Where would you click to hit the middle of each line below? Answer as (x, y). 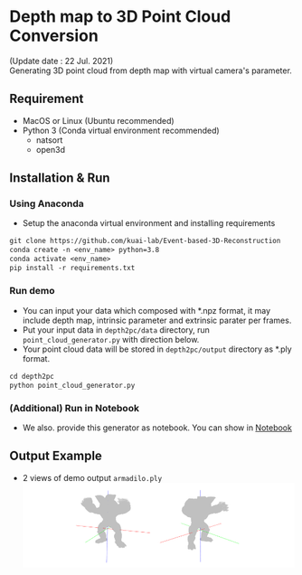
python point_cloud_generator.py (72, 385)
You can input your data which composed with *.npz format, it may (146, 310)
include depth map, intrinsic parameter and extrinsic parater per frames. (157, 320)
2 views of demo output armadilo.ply (92, 477)
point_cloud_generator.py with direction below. (111, 339)
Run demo (33, 291)
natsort (49, 140)
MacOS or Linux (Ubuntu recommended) (98, 120)
